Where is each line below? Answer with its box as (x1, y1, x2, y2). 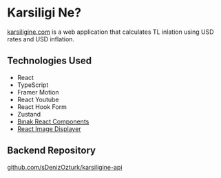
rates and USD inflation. (7, 34, 74, 43)
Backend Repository (7, 145, 96, 157)
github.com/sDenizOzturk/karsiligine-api (7, 163, 123, 171)
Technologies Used (7, 55, 92, 67)
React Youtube (17, 95, 59, 103)
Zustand (17, 110, 41, 118)
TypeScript (17, 81, 49, 89)
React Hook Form (17, 102, 67, 111)
